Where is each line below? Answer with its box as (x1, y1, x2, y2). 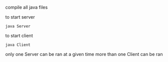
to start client (5, 33, 33, 38)
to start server (5, 14, 35, 20)
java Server (5, 24, 31, 29)
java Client (5, 42, 31, 47)
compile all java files (5, 5, 48, 10)
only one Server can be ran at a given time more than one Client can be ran (5, 51, 163, 57)
